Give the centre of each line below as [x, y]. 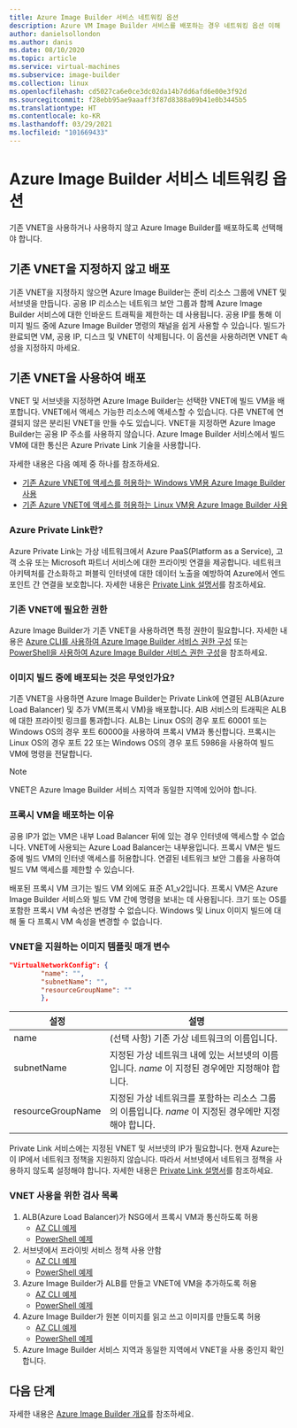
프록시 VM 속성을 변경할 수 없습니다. [99, 921]
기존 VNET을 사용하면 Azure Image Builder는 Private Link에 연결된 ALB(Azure [147, 699]
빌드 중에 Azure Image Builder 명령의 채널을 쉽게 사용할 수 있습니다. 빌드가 [155, 325]
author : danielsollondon [55, 34]
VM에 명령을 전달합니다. [51, 754]
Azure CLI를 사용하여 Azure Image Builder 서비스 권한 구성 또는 [137, 642]
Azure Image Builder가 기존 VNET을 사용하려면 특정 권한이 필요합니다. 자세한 [144, 630]
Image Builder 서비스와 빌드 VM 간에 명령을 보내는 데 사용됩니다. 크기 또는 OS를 [148, 899]
